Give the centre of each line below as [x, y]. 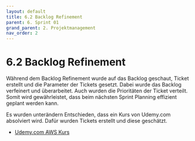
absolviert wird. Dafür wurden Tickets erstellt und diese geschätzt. [87, 121]
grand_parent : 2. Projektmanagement [51, 28]
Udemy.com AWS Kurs [42, 132]
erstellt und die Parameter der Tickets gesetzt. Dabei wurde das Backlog [94, 85]
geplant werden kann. [32, 104]
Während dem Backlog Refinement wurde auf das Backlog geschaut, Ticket [97, 78]
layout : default [26, 11]
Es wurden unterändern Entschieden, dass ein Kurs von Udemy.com [88, 115]
